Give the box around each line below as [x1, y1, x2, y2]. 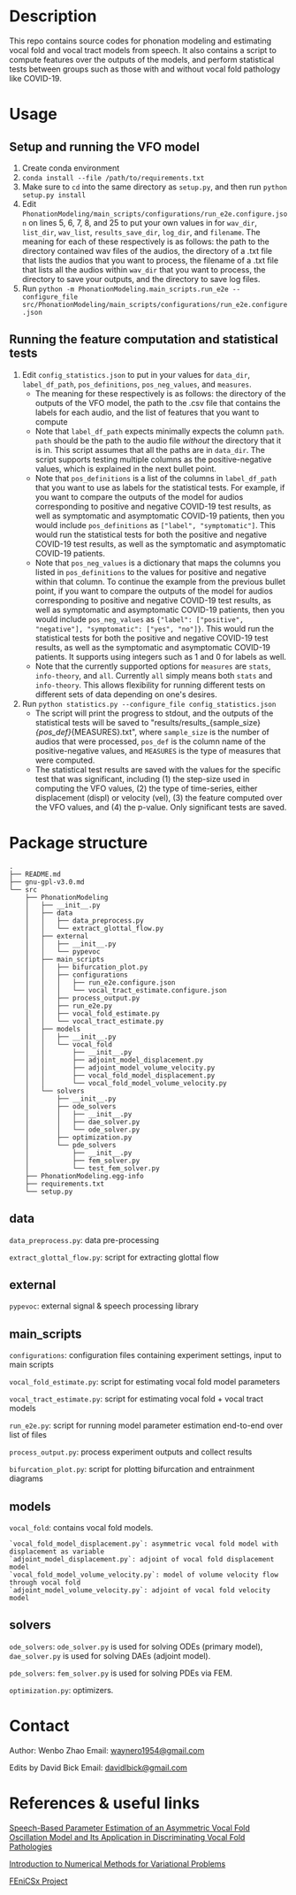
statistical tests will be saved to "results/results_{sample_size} [34, 717, 262, 727]
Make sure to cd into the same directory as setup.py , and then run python [21, 181, 287, 192]
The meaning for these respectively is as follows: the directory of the [34, 387, 286, 399]
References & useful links [9, 1793, 201, 1813]
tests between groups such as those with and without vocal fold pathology [9, 64, 281, 74]
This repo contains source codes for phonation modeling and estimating [9, 35, 272, 46]
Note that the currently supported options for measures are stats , [34, 661, 271, 671]
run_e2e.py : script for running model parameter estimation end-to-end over [9, 1420, 284, 1431]
